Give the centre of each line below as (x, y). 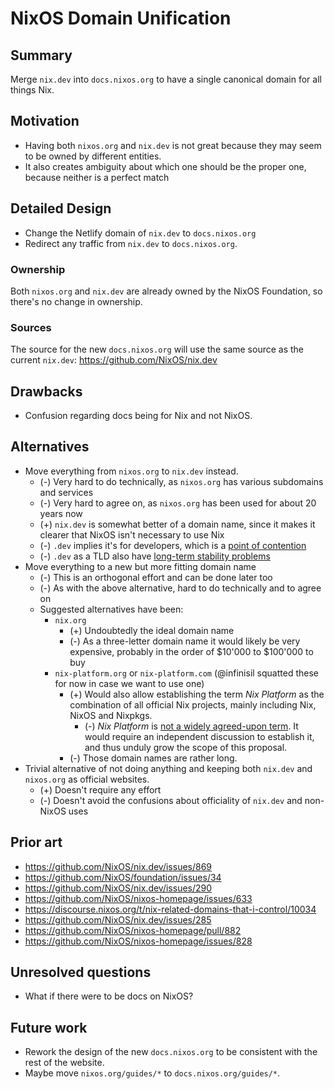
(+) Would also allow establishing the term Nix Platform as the (197, 694)
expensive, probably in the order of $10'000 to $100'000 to (191, 651)
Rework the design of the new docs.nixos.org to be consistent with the (171, 1052)
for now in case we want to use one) (129, 683)
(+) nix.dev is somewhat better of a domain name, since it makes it (177, 524)
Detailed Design (61, 208)
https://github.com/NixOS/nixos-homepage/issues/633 (138, 898)
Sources (31, 327)
